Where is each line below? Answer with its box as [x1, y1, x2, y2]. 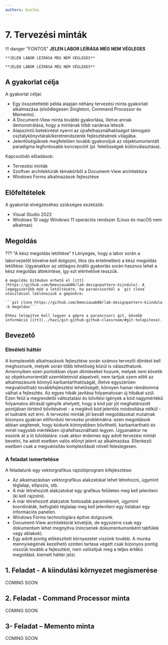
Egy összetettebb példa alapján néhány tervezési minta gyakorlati [12, 101, 148, 107]
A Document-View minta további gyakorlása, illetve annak [12, 117, 132, 123]
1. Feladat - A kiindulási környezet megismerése [5, 566, 158, 575]
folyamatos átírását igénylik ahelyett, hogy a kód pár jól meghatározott [5, 400, 150, 406]
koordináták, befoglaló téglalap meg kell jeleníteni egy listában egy [12, 503, 150, 509]
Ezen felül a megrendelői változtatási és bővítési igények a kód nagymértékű [5, 395, 163, 401]
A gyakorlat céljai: [5, 91, 43, 97]
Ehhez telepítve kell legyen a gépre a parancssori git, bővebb [5, 313, 142, 318]
